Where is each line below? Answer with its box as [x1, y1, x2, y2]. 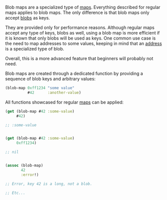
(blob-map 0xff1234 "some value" [5, 85, 75, 90]
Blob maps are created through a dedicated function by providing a [5, 70, 143, 76]
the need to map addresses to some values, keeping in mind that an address [5, 40, 162, 46]
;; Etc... [5, 190, 26, 195]
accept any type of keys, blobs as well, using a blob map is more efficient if [5, 30, 160, 35]
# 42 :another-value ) [27, 90, 81, 95]
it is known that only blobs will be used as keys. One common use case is [5, 35, 156, 41]
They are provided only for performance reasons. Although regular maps [5, 24, 155, 30]
